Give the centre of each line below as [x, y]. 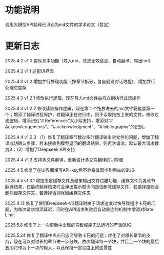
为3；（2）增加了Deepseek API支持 [40, 149]
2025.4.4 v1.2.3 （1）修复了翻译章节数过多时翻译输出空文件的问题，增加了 [80, 137]
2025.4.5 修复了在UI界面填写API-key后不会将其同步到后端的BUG [70, 170]
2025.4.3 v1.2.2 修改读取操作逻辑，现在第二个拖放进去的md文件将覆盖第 [78, 108]
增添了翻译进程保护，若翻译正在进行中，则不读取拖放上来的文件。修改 [84, 114]
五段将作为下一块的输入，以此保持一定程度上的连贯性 [59, 247]
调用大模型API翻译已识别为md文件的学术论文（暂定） [59, 24]
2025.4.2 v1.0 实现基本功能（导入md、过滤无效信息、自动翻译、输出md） [79, 60]
